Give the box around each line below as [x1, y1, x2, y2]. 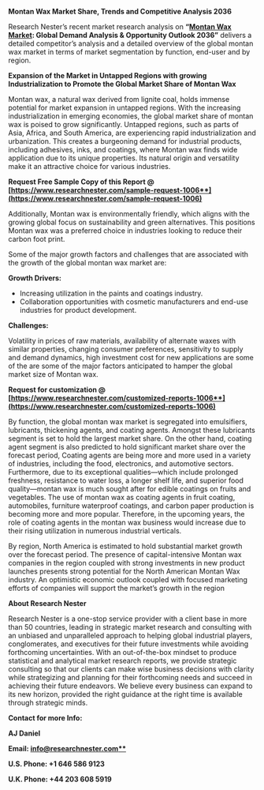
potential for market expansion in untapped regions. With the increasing [8, 103, 241, 112]
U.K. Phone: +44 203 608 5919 [8, 774, 112, 784]
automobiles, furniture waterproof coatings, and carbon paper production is [8, 501, 255, 510]
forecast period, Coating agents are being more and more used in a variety [8, 450, 251, 460]
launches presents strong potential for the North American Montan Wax [8, 566, 240, 576]
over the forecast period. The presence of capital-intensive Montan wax [8, 550, 242, 559]
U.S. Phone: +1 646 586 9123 [8, 759, 105, 769]
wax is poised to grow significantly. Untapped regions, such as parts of [8, 120, 239, 129]
